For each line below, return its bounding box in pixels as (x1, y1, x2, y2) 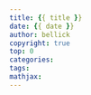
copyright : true (9, 38, 70, 48)
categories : (9, 55, 54, 64)
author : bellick (9, 30, 70, 39)
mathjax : (9, 72, 42, 81)
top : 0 (9, 47, 34, 56)
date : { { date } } (9, 22, 75, 31)
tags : (9, 64, 30, 73)
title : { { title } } (9, 13, 83, 23)
